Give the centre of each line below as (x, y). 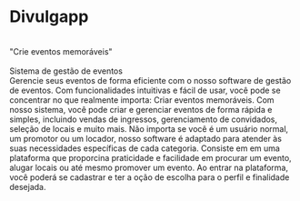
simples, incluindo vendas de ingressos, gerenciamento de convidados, (144, 119)
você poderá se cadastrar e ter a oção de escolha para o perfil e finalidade (150, 177)
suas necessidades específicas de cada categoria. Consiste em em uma (145, 148)
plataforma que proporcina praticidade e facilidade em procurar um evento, (151, 157)
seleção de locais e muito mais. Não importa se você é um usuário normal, (149, 128)
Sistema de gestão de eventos (66, 71)
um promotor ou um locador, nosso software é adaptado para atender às (145, 138)
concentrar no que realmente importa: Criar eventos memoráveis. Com (142, 100)
